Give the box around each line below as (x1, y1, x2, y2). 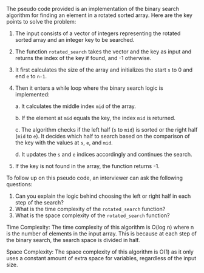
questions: (6, 181, 33, 187)
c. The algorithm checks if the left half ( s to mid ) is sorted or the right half (15, 126, 198, 133)
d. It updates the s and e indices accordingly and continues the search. (15, 151, 192, 158)
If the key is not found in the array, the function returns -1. (15, 163, 160, 169)
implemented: (15, 91, 50, 98)
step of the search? (15, 199, 64, 206)
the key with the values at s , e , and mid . (15, 139, 114, 146)
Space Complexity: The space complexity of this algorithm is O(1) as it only (6, 248, 194, 255)
